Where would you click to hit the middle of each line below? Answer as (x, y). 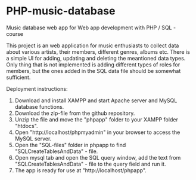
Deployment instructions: (37, 89)
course (15, 33)
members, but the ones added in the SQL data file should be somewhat (94, 71)
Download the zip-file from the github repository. (75, 113)
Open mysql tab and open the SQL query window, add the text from (98, 157)
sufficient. (18, 77)
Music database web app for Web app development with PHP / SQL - (91, 28)
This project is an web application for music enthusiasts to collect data (93, 45)
